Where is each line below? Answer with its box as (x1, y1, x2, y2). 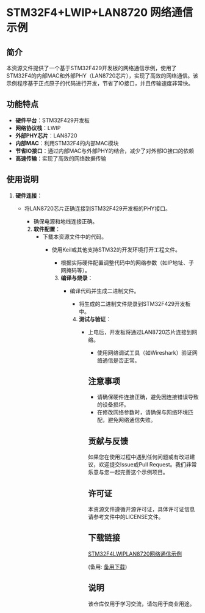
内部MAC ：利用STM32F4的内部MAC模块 (15, 139, 119, 147)
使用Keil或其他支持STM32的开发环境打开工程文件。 (51, 245, 181, 253)
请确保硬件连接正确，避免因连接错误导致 (96, 393, 199, 401)
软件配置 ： (33, 225, 61, 233)
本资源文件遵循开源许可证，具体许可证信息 (88, 506, 195, 513)
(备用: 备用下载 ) (88, 563, 128, 570)
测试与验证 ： (79, 315, 112, 322)
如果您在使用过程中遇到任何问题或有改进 (88, 453, 190, 461)
